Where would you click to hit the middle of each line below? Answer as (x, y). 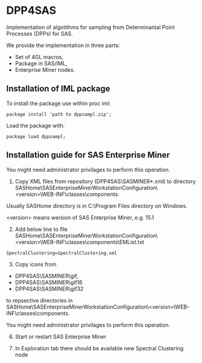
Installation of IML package (58, 89)
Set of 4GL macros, (39, 57)
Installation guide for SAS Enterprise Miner (88, 155)
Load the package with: (36, 125)
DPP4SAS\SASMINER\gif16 (49, 282)
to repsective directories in (39, 300)
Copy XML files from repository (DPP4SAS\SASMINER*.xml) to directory (105, 181)
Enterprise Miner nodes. (45, 69)
